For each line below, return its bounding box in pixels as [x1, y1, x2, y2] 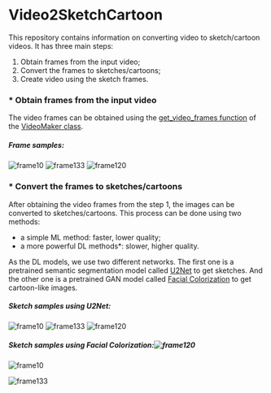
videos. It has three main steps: [8, 41, 114, 50]
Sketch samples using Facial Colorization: [8, 340, 155, 350]
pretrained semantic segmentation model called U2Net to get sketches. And [8, 266, 263, 275]
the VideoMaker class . [8, 122, 84, 132]
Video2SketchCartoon [8, 6, 163, 24]
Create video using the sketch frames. [20, 74, 149, 84]
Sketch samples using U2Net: [8, 301, 111, 311]
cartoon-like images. [8, 283, 78, 292]
